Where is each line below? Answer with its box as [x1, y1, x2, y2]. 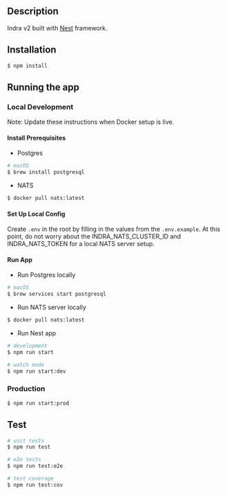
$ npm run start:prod [7, 400, 70, 407]
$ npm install [7, 62, 48, 69]
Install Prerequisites [7, 133, 66, 142]
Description [7, 6, 59, 17]
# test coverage [7, 475, 54, 483]
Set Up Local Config [7, 209, 66, 218]
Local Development [7, 102, 74, 111]
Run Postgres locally [17, 271, 76, 279]
